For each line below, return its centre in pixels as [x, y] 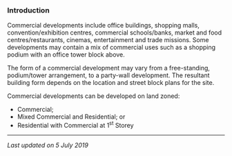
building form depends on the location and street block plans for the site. [111, 83]
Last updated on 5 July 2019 [48, 145]
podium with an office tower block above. [66, 55]
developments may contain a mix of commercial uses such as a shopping [112, 48]
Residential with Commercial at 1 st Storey [75, 125]
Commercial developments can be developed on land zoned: [94, 96]
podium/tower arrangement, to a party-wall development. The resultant [108, 75]
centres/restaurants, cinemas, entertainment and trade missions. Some [108, 40]
